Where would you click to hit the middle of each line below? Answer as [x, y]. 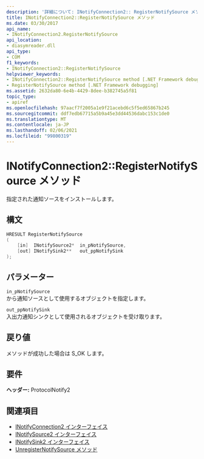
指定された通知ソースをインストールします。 [62, 199]
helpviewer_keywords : [34, 74]
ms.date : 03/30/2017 [32, 23]
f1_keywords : [23, 63]
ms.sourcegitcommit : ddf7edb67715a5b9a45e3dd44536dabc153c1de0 [88, 114]
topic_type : [21, 97]
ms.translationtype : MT [36, 119]
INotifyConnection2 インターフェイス [61, 427]
